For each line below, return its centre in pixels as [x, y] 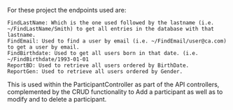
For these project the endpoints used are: [67, 10]
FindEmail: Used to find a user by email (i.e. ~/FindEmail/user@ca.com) [117, 41]
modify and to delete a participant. [57, 99]
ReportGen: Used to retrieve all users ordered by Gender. [95, 72]
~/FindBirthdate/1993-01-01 [48, 59]
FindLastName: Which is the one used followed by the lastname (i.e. [111, 23]
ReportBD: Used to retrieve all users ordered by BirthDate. [98, 65]
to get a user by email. [43, 47]
